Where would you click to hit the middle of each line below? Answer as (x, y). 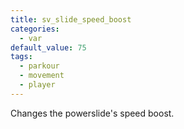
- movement (42, 76)
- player (37, 85)
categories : (35, 29)
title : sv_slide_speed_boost (71, 19)
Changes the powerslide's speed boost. (92, 113)
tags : (21, 57)
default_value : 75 (48, 47)
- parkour (39, 66)
